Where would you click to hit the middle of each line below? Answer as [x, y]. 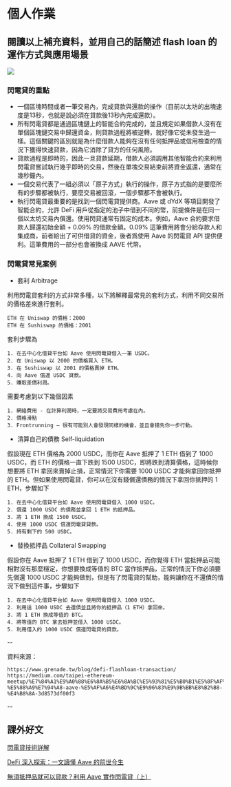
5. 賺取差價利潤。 [30, 382]
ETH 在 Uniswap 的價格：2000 [46, 318]
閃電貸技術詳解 [28, 748]
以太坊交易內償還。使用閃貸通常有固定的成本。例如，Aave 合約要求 [119, 218]
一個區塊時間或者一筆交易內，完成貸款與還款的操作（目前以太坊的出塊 [117, 107]
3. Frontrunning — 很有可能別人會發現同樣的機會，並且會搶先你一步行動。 [101, 425]
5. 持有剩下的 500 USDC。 [41, 531]
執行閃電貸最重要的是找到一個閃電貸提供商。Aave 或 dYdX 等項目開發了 [119, 201]
